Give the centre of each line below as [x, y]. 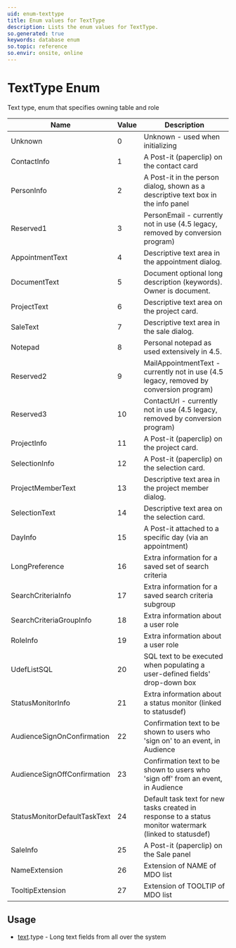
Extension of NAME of [180, 866]
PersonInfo [29, 190]
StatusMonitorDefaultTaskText [61, 816]
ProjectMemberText [43, 488]
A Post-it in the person [181, 177]
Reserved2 [29, 376]
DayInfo [24, 537]
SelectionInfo [33, 463]
